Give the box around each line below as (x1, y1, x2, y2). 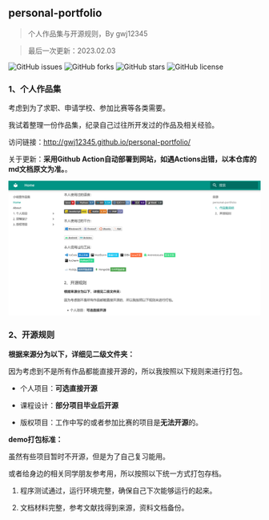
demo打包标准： (8, 434, 63, 444)
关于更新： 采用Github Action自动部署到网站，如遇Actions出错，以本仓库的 (8, 154, 258, 164)
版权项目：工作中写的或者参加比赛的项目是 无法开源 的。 (19, 417, 203, 427)
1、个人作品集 (8, 83, 62, 95)
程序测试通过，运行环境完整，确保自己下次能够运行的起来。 (19, 485, 217, 495)
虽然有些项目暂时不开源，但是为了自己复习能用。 (8, 451, 170, 461)
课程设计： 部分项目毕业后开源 (19, 400, 118, 410)
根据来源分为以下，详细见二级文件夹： (8, 349, 134, 359)
